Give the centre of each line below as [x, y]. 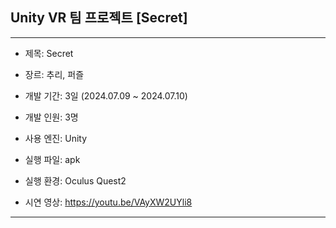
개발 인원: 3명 [51, 117]
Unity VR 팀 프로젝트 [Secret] [99, 18]
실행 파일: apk [52, 159]
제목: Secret [49, 53]
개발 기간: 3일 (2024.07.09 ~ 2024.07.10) [106, 95]
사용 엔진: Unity [56, 138]
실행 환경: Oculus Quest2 [75, 180]
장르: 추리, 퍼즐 [54, 74]
